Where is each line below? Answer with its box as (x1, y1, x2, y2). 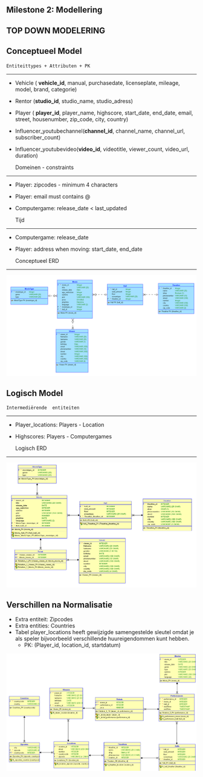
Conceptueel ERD (14, 257, 59, 264)
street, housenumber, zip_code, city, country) (14, 115, 129, 123)
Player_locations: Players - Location (14, 421, 105, 429)
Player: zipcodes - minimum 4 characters (14, 181, 118, 188)
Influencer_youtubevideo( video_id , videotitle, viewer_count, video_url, (14, 145, 190, 153)
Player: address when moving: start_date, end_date (14, 245, 143, 253)
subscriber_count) (14, 133, 61, 141)
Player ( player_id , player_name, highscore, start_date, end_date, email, (14, 109, 193, 116)
